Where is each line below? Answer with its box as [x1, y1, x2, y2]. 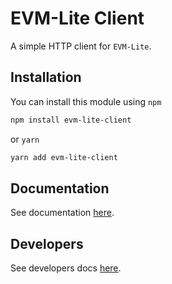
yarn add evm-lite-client [10, 152, 118, 162]
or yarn [10, 133, 40, 145]
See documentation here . [10, 207, 115, 219]
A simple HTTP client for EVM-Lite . [10, 40, 152, 52]
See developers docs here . [10, 262, 122, 274]
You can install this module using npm [10, 95, 162, 107]
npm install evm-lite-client [10, 115, 132, 125]
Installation [10, 69, 82, 86]
